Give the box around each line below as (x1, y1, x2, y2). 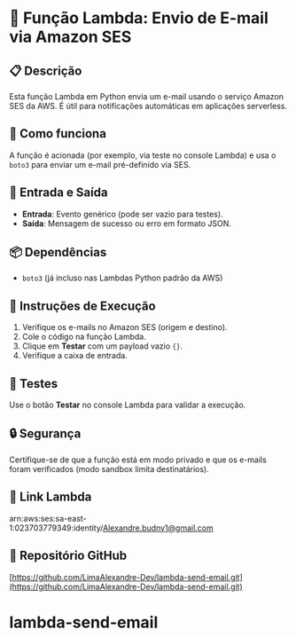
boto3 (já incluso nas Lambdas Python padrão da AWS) (21, 272, 223, 283)
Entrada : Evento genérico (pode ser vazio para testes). (21, 208, 223, 219)
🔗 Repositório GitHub (9, 548, 128, 563)
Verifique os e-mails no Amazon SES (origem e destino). (21, 322, 228, 333)
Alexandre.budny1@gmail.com (103, 523, 214, 533)
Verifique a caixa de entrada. (21, 350, 129, 361)
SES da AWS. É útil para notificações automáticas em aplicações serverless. (9, 101, 288, 111)
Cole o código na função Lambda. (21, 332, 146, 342)
